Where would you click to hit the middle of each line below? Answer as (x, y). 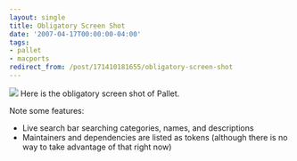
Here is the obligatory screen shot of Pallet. (100, 93)
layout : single (37, 17)
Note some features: (47, 110)
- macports (29, 59)
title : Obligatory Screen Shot (67, 26)
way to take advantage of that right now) (97, 147)
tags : (19, 42)
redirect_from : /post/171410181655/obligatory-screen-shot (121, 68)
